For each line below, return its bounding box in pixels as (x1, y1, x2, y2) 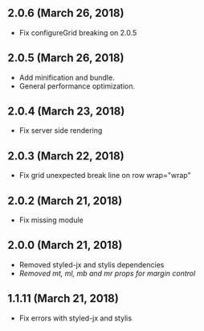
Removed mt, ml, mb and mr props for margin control (18, 268, 196, 278)
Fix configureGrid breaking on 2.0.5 (18, 27, 137, 37)
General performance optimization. (18, 81, 136, 91)
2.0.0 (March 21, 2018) (7, 238, 123, 252)
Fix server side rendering (18, 126, 103, 135)
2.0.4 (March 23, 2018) (7, 105, 125, 118)
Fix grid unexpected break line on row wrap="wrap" (18, 171, 191, 180)
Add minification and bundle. (18, 72, 115, 82)
